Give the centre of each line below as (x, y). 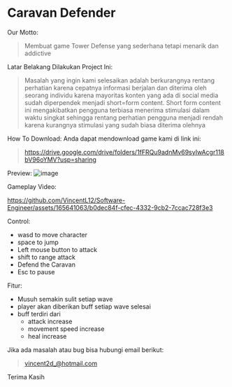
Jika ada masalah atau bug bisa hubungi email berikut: (86, 350)
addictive (37, 53)
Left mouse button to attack (57, 249)
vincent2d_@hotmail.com (61, 363)
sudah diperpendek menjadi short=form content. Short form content (123, 102)
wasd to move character (52, 234)
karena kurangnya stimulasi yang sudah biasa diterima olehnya (115, 125)
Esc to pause (36, 272)
